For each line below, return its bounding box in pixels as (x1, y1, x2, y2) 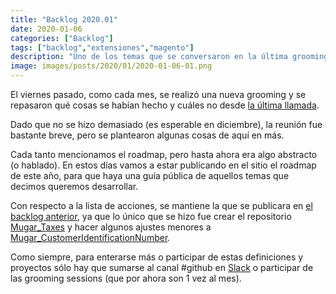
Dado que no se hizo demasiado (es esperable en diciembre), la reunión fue (10, 119, 323, 130)
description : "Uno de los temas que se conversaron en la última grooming (10, 52, 329, 62)
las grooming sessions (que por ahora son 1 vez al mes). (10, 272, 242, 284)
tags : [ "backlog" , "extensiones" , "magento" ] (10, 42, 195, 53)
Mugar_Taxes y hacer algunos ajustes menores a (10, 221, 212, 233)
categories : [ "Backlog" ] (10, 33, 114, 43)
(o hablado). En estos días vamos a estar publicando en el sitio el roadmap (10, 159, 317, 171)
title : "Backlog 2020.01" (10, 14, 118, 25)
